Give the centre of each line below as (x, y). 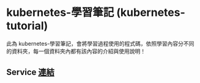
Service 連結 (31, 72)
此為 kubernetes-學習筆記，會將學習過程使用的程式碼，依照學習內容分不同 (100, 43)
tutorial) (27, 26)
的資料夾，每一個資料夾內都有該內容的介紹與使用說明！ (76, 51)
